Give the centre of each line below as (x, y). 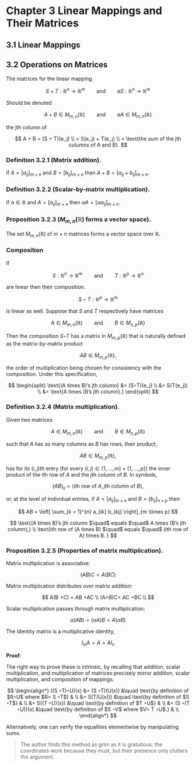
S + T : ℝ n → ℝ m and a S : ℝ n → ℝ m (98, 91)
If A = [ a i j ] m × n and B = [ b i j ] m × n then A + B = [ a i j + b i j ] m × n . (78, 173)
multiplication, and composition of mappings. (60, 679)
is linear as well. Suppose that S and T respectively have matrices (85, 311)
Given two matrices (29, 419)
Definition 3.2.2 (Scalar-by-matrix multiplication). (78, 189)
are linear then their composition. (46, 287)
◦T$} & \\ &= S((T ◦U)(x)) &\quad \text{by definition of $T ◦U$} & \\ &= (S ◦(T (98, 703)
